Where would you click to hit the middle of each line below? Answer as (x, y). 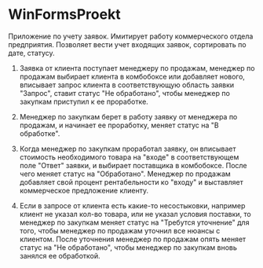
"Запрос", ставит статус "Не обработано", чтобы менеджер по (124, 93)
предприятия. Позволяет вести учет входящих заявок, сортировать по (127, 44)
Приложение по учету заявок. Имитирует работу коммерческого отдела (131, 36)
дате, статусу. (31, 53)
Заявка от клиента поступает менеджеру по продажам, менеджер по (137, 68)
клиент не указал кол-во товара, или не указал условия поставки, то (135, 214)
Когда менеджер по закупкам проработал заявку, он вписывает (128, 149)
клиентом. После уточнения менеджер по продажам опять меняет (133, 239)
